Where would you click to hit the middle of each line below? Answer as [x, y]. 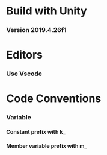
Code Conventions [54, 99]
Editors [25, 55]
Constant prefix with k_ [36, 131]
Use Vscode [24, 74]
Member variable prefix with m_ [47, 145]
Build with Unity [47, 11]
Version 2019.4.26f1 [36, 30]
